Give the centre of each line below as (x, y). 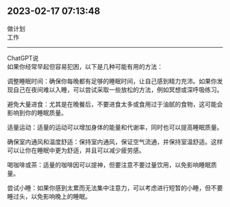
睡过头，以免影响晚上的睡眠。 (49, 196)
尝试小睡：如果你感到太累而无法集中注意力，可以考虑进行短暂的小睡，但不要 (115, 188)
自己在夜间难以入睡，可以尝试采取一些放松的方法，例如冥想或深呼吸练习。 (118, 89)
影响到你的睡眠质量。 (37, 113)
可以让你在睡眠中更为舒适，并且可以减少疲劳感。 (76, 150)
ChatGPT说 (23, 58)
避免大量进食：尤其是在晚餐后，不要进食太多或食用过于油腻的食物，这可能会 (115, 104)
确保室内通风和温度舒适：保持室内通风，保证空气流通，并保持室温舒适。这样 (115, 141)
